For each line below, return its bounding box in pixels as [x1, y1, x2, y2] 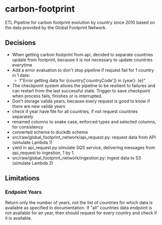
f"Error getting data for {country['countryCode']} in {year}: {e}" [19, 77, 146, 83]
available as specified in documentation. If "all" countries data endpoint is [5, 205, 152, 211]
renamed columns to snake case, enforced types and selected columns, [12, 119, 157, 124]
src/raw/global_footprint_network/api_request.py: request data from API [12, 134, 156, 140]
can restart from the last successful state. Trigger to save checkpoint [12, 87, 150, 93]
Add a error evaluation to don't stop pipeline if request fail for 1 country [12, 67, 154, 73]
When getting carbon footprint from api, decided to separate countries [12, 52, 153, 57]
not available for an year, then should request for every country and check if [5, 210, 157, 216]
